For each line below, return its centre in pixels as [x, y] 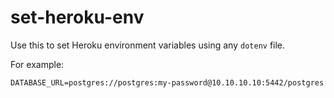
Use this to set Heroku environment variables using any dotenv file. [148, 45]
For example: [37, 64]
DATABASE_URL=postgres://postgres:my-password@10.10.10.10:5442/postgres [167, 82]
